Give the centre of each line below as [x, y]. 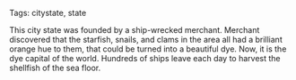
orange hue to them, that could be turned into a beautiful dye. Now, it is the [148, 49]
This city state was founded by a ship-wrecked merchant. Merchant [135, 30]
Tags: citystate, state [48, 13]
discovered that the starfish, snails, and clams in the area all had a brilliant [146, 40]
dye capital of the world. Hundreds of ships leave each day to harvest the [145, 58]
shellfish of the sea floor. [55, 68]
